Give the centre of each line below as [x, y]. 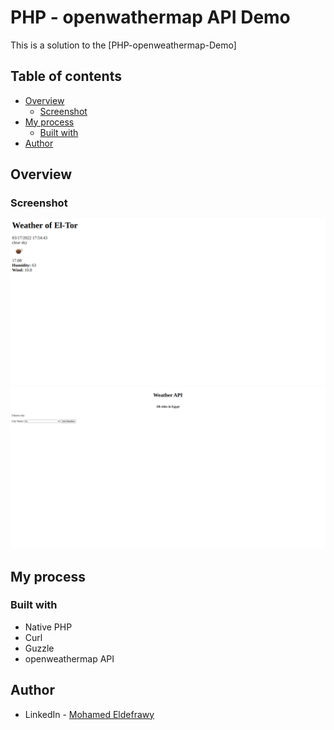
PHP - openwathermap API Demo [150, 17]
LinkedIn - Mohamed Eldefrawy [89, 714]
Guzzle [39, 648]
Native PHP [48, 627]
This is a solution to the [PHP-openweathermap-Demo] [123, 45]
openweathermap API [69, 658]
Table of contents [66, 76]
